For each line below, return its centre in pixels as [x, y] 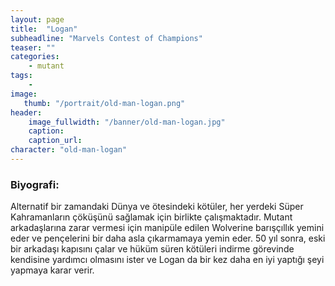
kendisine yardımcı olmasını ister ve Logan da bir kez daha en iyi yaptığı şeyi [167, 260]
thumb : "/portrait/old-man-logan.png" [104, 103]
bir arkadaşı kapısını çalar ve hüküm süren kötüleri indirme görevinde [152, 249]
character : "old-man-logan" [69, 150]
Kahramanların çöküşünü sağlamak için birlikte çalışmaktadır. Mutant [151, 217]
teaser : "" [33, 47]
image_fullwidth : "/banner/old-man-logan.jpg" [127, 122]
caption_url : [55, 141]
